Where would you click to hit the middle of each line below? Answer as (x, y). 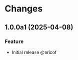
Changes (24, 9)
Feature (14, 41)
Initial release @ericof (34, 52)
